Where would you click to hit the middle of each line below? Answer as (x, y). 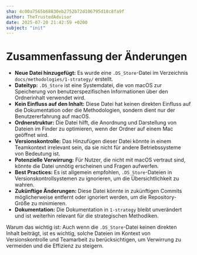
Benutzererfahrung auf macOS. (52, 116)
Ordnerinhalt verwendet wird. (50, 98)
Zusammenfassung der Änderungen (97, 57)
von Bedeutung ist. (37, 154)
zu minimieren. (49, 204)
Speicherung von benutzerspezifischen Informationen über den (91, 92)
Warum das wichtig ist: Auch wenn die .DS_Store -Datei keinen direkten (91, 227)
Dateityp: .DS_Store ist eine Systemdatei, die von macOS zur (88, 85)
